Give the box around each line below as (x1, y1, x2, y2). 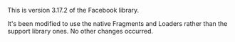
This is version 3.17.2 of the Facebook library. (7, 6, 140, 14)
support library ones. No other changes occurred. (7, 27, 154, 35)
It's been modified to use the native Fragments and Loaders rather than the (7, 20, 228, 27)
